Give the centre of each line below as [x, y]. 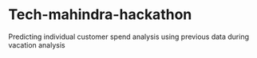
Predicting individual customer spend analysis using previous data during [129, 37]
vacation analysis [37, 44]
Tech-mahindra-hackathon [100, 15]
